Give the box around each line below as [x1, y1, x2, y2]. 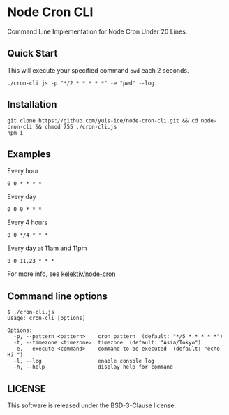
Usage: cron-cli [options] [7, 315, 86, 322]
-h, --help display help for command [13, 364, 173, 371]
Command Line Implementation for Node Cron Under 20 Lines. [7, 27, 188, 36]
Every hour [7, 167, 39, 175]
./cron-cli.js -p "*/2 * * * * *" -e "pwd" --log [7, 80, 155, 87]
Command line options [7, 290, 108, 302]
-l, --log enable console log [13, 358, 155, 365]
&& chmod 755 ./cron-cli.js [35, 123, 117, 130]
